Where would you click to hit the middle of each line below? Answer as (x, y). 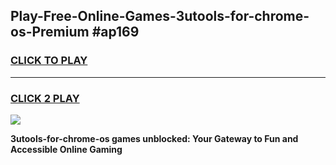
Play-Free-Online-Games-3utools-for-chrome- (160, 16)
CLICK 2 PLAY (45, 98)
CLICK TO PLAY (49, 61)
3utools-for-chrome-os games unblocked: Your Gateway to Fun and (154, 138)
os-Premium (50, 32)
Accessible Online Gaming (66, 149)
